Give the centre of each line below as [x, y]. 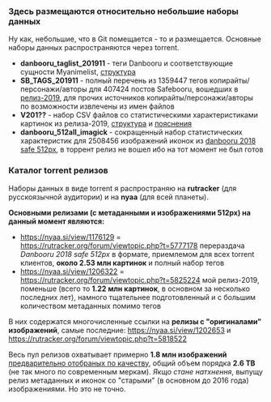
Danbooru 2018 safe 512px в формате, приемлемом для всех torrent [137, 254]
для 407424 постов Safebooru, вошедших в [163, 89]
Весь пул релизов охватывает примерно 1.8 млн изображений [118, 354]
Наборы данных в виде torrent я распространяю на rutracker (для [123, 188]
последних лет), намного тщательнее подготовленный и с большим [138, 297]
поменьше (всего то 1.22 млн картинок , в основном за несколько [135, 289]
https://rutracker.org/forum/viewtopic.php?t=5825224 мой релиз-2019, [140, 280]
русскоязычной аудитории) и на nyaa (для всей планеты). [108, 197]
